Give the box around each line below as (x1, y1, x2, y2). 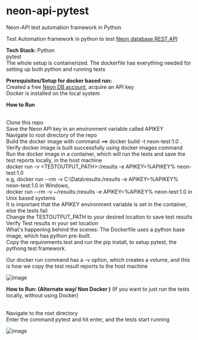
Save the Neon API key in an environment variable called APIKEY (6, 125, 164, 132)
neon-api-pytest (6, 4, 89, 18)
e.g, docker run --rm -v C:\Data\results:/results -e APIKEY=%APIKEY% (6, 175, 179, 182)
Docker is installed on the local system (6, 89, 100, 97)
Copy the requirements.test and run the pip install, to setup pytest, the (6, 238, 177, 245)
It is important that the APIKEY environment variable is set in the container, (6, 200, 187, 208)
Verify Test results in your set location (6, 219, 99, 226)
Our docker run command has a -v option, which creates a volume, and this (6, 256, 190, 263)
